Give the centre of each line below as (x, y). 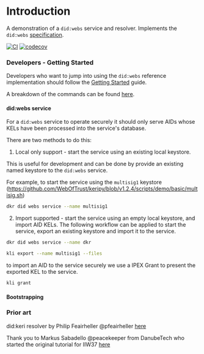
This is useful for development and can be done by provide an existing (95, 164)
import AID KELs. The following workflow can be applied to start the (100, 225)
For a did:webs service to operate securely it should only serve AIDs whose (101, 122)
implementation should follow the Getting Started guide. (77, 82)
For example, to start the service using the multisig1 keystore (84, 183)
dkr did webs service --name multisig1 (57, 206)
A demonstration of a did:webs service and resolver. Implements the (92, 28)
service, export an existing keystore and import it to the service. (95, 232)
